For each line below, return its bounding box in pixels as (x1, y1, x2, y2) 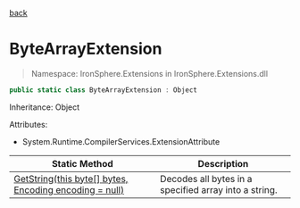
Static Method (52, 157, 113, 170)
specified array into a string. (160, 183, 279, 196)
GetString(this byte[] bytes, (13, 172, 129, 185)
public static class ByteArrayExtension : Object (9, 85, 198, 95)
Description (197, 157, 249, 170)
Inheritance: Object (9, 102, 80, 112)
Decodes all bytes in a (160, 172, 253, 185)
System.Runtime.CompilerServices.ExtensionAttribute (21, 136, 221, 146)
